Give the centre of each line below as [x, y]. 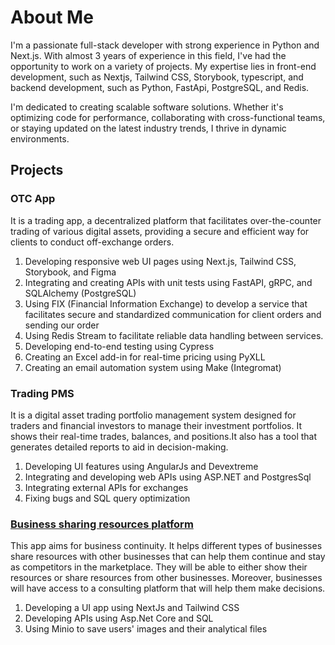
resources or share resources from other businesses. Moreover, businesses [166, 578]
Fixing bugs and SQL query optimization [107, 498]
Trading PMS [42, 393]
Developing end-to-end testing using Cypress [119, 346]
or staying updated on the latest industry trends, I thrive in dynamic [148, 128]
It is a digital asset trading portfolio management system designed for [153, 415]
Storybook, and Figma [70, 272]
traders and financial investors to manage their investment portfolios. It [156, 425]
